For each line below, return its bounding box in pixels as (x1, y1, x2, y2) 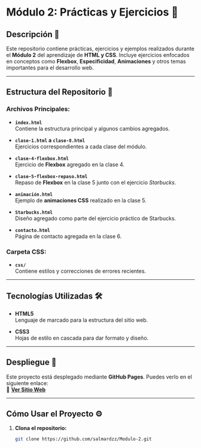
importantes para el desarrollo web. (6, 64, 94, 71)
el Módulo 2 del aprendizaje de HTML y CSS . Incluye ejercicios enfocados (6, 51, 190, 59)
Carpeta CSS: (6, 248, 47, 256)
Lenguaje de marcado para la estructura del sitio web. (14, 316, 148, 324)
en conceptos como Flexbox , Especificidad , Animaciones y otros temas (6, 58, 187, 65)
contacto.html (14, 227, 50, 233)
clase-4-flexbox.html (14, 156, 69, 161)
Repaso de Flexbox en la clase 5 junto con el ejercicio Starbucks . (14, 179, 176, 186)
